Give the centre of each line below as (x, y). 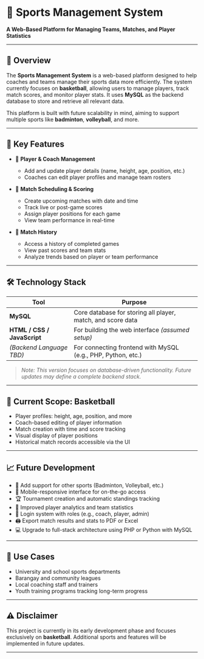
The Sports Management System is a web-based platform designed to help (102, 75)
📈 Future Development (51, 468)
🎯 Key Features (36, 145)
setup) (83, 338)
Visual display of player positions (56, 436)
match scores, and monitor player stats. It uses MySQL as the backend (95, 94)
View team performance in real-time (70, 220)
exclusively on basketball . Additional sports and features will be (87, 637)
